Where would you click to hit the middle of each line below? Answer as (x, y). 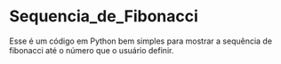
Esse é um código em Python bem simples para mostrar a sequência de (141, 41)
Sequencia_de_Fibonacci (104, 16)
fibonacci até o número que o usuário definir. (92, 50)
